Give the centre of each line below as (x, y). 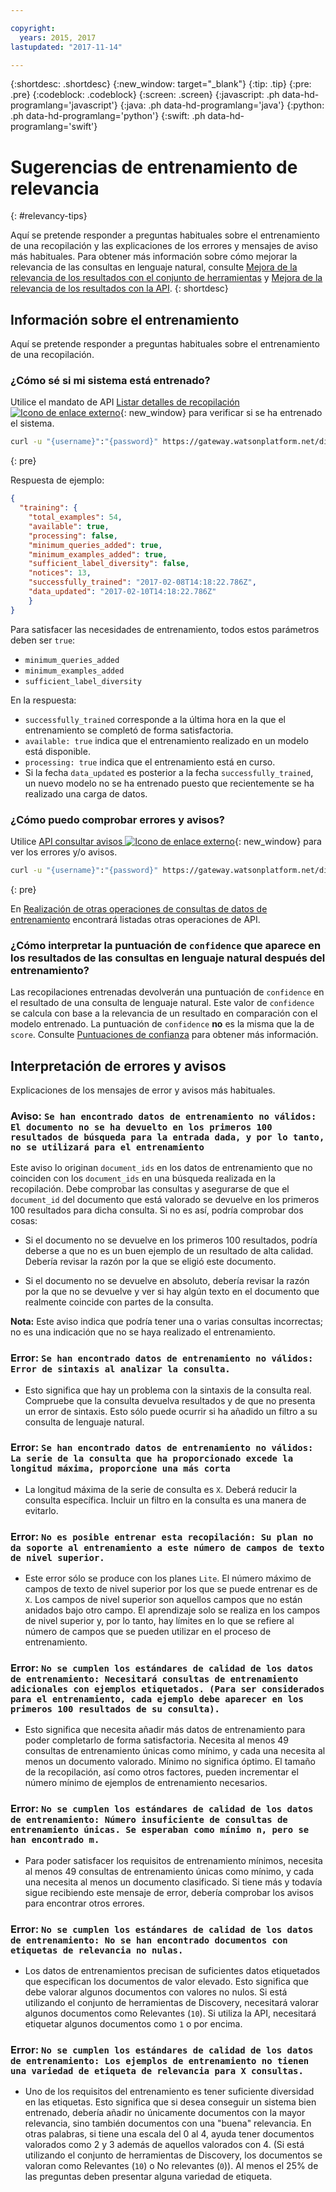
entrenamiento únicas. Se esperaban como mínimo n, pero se (160, 1830)
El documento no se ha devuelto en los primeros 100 (141, 1127)
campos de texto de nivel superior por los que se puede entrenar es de (171, 1589)
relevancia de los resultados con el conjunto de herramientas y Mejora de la (166, 278)
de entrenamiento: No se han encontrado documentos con (149, 1940)
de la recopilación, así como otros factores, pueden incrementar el (161, 1772)
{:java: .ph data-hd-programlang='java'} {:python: (222, 105)
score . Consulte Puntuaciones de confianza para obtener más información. (164, 1035)
